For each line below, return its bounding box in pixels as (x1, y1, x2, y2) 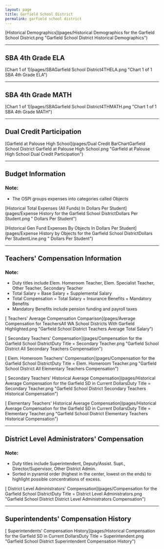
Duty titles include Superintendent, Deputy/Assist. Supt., (12, 460, 125, 466)
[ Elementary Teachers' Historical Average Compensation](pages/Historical (5, 400, 157, 406)
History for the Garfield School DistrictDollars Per (39, 210, 138, 216)
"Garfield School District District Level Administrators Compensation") (5, 496, 146, 502)
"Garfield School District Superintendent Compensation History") (5, 538, 136, 544)
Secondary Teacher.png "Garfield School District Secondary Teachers (5, 385, 146, 392)
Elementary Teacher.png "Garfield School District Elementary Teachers (5, 411, 148, 417)
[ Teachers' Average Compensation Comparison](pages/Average (5, 315, 136, 321)
